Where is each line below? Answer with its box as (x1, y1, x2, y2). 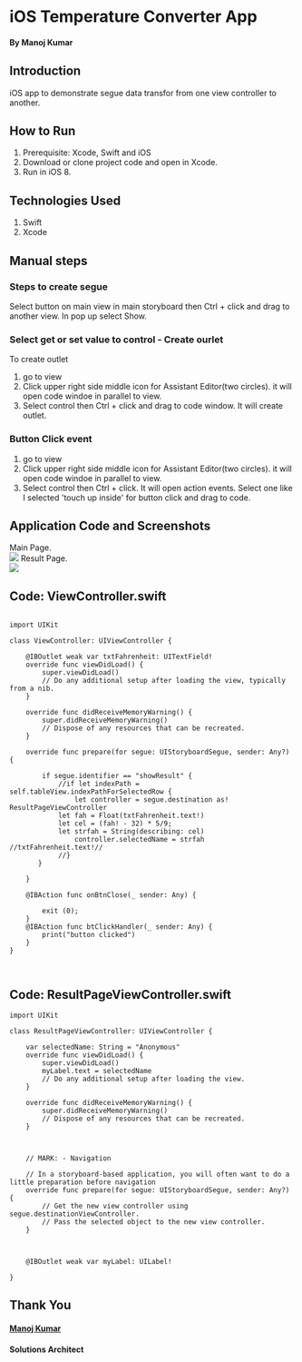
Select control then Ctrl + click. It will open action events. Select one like (22, 482, 293, 493)
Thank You (9, 1298, 72, 1313)
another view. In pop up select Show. (9, 311, 148, 321)
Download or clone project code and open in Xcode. (22, 157, 218, 168)
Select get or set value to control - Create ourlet (9, 333, 224, 346)
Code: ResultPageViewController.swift (9, 987, 232, 1002)
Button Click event (9, 433, 93, 446)
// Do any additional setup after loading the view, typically (42, 676, 286, 686)
